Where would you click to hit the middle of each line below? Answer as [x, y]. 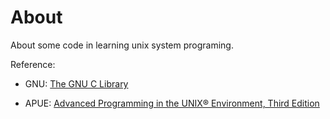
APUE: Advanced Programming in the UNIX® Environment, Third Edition [172, 103]
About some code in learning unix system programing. [122, 45]
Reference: [33, 64]
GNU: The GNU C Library [76, 83]
